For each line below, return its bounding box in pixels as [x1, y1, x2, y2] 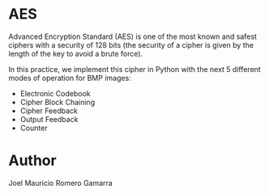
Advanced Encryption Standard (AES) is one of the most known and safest [8, 32, 258, 41]
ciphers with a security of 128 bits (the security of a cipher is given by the [8, 40, 254, 49]
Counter [19, 123, 48, 133]
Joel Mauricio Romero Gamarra [8, 178, 113, 188]
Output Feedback [19, 114, 79, 124]
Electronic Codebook [19, 88, 91, 98]
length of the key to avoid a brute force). [8, 48, 143, 58]
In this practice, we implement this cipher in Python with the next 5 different [8, 64, 261, 74]
